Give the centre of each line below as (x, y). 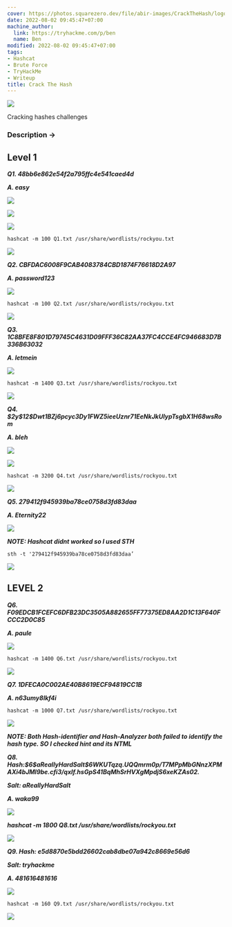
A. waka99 (23, 798)
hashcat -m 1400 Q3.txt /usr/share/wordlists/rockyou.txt (92, 383)
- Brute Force (28, 65)
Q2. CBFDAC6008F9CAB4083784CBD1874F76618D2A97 (91, 264)
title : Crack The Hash (40, 84)
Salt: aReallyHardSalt (39, 785)
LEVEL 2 (25, 588)
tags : (15, 53)
